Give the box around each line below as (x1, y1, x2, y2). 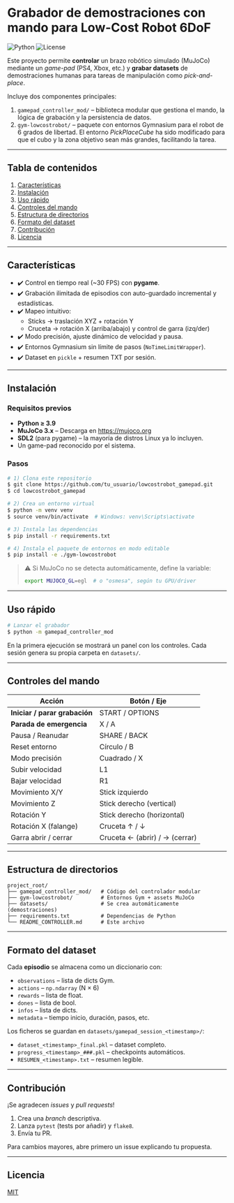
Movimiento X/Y (10, 787, 63, 797)
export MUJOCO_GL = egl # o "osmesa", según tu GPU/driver (24, 577, 196, 584)
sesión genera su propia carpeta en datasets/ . (7, 648, 141, 657)
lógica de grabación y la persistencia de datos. (17, 113, 152, 121)
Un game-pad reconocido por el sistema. (17, 441, 136, 450)
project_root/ (7, 882, 49, 890)
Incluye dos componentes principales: (7, 92, 117, 101)
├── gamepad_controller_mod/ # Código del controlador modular (7, 888, 201, 895)
